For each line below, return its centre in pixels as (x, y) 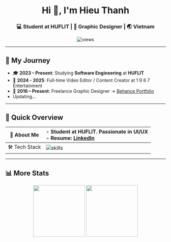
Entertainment (27, 86)
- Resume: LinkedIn (70, 138)
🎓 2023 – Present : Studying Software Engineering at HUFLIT (78, 73)
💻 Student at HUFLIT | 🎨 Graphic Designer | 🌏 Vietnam (85, 26)
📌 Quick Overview (34, 117)
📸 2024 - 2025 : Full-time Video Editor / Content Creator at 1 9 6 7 (81, 80)
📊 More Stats (27, 173)
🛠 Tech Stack (24, 147)
